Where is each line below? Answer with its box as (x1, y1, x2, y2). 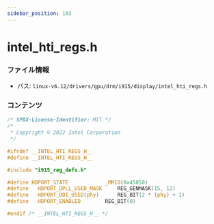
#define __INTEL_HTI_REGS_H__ (7, 154, 94, 161)
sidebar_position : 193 (7, 10, 72, 17)
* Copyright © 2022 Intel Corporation (10, 129, 121, 137)
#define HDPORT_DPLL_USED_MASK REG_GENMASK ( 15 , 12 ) (7, 185, 176, 192)
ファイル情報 (7, 65, 50, 74)
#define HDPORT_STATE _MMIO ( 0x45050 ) (7, 179, 148, 186)
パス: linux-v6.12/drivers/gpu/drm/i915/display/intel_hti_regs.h (16, 82, 207, 90)
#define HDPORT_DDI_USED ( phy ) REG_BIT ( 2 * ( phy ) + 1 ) (7, 192, 185, 199)
